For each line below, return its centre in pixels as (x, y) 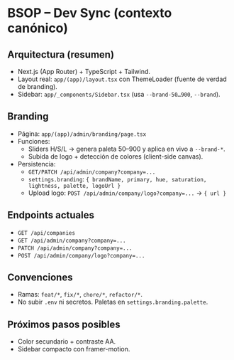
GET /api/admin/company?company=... (72, 240)
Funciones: (34, 141)
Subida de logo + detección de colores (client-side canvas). (116, 156)
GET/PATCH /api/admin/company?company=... (92, 172)
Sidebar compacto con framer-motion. (74, 349)
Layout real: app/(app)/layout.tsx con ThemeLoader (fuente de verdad (122, 79)
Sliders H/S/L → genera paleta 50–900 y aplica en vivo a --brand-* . (127, 149)
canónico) (38, 28)
